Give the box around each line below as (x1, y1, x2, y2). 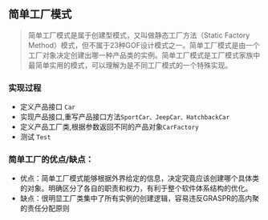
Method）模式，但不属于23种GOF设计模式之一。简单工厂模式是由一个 (27, 40, 261, 50)
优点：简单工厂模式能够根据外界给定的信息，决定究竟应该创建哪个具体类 (19, 174, 259, 183)
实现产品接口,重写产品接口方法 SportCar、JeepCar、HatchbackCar (19, 112, 230, 122)
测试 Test (19, 132, 51, 142)
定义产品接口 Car (19, 102, 76, 112)
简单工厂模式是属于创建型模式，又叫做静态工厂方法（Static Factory (27, 30, 250, 40)
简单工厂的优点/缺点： (8, 154, 94, 166)
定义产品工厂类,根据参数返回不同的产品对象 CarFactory (19, 122, 199, 132)
